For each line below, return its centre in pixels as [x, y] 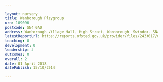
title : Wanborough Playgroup [34, 18]
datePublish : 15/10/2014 [30, 68]
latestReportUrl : [23, 36]
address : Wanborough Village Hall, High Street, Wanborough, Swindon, [78, 32]
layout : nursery [21, 14]
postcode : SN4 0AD [24, 27]
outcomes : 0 [17, 54]
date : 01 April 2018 [26, 64]
